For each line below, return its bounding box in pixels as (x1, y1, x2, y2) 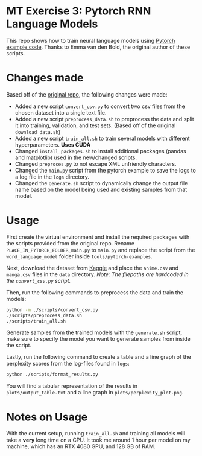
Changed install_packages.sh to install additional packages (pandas (14, 147, 186, 154)
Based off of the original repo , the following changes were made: (6, 90, 168, 98)
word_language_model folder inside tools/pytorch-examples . (6, 252, 153, 260)
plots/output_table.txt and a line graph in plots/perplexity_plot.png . (6, 389, 184, 396)
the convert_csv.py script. (6, 277, 71, 284)
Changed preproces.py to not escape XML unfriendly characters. (14, 160, 177, 167)
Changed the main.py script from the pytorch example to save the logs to (14, 166, 196, 174)
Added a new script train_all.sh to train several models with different (14, 135, 190, 142)
